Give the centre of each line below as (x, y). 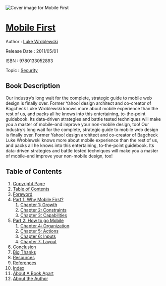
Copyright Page (29, 183)
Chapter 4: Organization (45, 225)
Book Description (33, 86)
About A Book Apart (33, 273)
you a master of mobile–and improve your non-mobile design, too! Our (77, 124)
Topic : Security (22, 70)
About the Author (30, 279)
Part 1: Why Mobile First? (38, 199)
